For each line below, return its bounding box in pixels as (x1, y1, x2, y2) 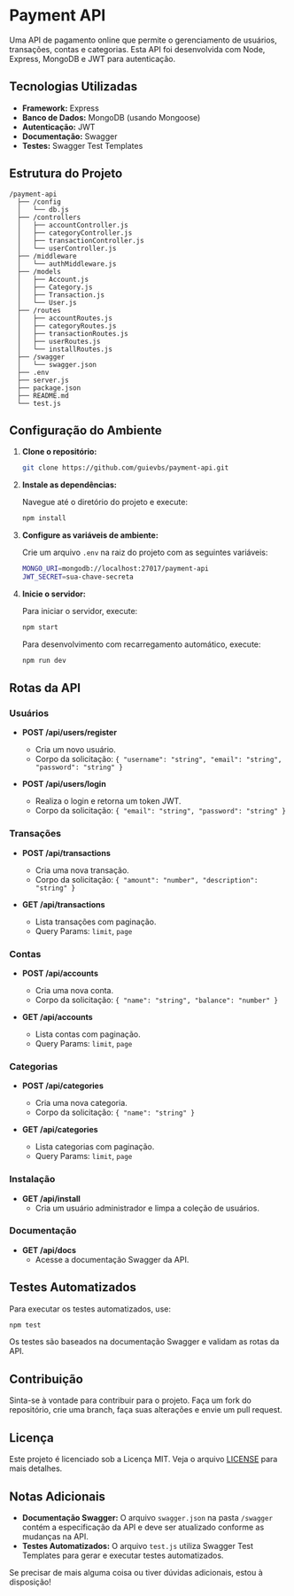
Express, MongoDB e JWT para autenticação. (9, 53, 175, 64)
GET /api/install (21, 1193, 81, 1203)
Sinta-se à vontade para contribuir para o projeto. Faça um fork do (9, 1395, 252, 1405)
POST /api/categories (21, 1080, 104, 1091)
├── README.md (17, 391, 69, 400)
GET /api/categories (21, 1125, 99, 1135)
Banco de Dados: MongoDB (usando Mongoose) (21, 112, 201, 122)
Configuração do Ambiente (9, 423, 162, 438)
